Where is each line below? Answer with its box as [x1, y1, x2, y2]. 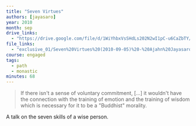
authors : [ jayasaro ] [6, 14, 57, 20]
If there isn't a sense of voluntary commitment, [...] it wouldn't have [20, 90, 182, 97]
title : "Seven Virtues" [6, 8, 64, 15]
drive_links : [6, 30, 38, 36]
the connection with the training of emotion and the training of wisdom [20, 96, 190, 103]
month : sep [6, 24, 33, 31]
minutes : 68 [6, 73, 35, 79]
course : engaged [6, 52, 45, 58]
